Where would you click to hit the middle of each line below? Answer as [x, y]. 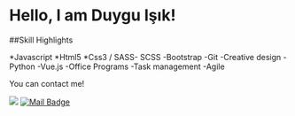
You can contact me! [47, 83]
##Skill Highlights [41, 40]
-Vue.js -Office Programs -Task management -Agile [131, 66]
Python [22, 66]
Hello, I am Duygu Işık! [93, 15]
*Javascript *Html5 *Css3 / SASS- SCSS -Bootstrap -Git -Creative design [145, 57]
